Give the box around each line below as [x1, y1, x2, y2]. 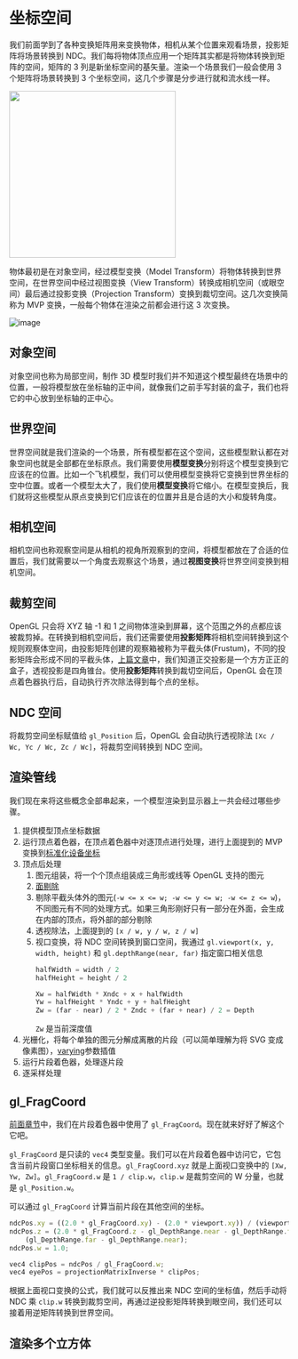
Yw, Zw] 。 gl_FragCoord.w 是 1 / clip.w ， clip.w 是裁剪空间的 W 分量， [9, 1171, 269, 1181]
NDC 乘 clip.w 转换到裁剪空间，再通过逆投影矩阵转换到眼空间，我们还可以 [9, 1296, 282, 1307]
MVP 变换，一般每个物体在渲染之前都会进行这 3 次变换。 [26, 299, 235, 310]
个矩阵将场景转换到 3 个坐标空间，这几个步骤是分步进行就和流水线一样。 [9, 72, 275, 83]
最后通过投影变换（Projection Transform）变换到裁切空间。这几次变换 [24, 288, 281, 299]
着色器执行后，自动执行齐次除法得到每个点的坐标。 [16, 677, 204, 688]
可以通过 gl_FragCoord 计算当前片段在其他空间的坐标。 [9, 1202, 209, 1211]
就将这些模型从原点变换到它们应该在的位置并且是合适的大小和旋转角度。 [16, 491, 281, 502]
